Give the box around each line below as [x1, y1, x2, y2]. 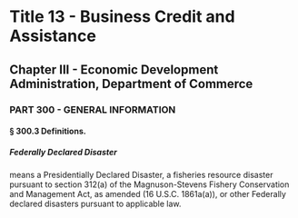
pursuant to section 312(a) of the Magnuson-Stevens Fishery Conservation [9, 179, 290, 190]
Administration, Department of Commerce [9, 75, 253, 92]
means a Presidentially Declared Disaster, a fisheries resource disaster [9, 170, 273, 181]
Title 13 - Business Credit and [9, 6, 235, 27]
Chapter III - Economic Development [9, 62, 219, 77]
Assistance [9, 25, 97, 46]
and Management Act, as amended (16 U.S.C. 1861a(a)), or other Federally [9, 189, 286, 200]
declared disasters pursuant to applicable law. [9, 198, 182, 210]
